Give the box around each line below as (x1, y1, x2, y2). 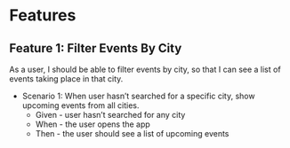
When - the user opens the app (35, 119, 151, 129)
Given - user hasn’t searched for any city (35, 110, 186, 120)
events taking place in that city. (9, 74, 124, 84)
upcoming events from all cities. (21, 100, 140, 111)
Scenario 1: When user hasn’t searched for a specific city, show (21, 90, 255, 101)
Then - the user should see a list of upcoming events (35, 129, 230, 138)
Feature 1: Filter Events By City (9, 41, 182, 56)
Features (9, 5, 77, 26)
